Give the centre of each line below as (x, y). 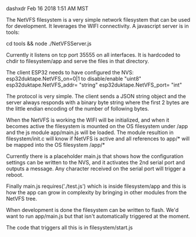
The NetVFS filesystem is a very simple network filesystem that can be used (98, 20)
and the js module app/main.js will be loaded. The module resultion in (90, 132)
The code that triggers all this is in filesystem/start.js (70, 227)
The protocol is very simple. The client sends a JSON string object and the (96, 96)
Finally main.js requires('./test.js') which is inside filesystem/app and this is (96, 186)
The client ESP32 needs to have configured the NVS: (70, 72)
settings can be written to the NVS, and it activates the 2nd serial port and (96, 162)
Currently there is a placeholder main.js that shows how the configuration (95, 156)
